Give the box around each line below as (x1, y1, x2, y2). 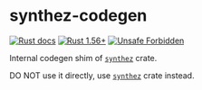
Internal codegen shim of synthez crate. (9, 52, 158, 63)
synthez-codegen (9, 5, 148, 26)
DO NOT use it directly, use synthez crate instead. (9, 69, 195, 81)
